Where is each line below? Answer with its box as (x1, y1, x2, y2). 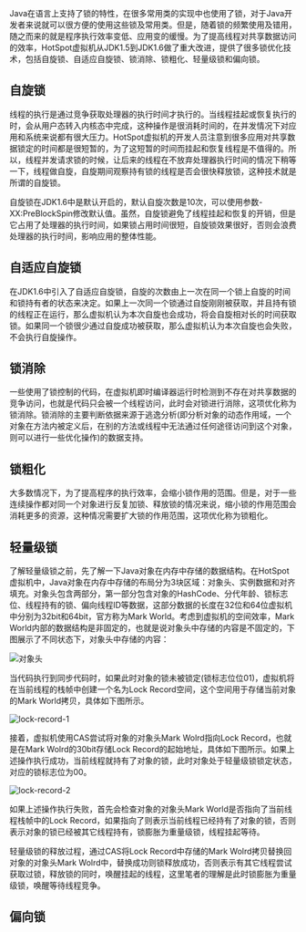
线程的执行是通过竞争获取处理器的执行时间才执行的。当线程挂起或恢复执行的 (9, 109, 297, 119)
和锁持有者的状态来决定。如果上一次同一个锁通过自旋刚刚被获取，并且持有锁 (9, 297, 297, 308)
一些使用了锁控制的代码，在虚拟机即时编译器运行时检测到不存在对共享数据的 (9, 387, 297, 398)
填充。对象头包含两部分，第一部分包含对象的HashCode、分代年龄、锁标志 (9, 588, 289, 599)
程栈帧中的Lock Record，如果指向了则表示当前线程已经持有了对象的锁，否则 (9, 815, 296, 826)
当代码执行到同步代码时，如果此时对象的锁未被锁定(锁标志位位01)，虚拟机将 (9, 673, 295, 684)
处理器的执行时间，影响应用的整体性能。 (9, 231, 161, 242)
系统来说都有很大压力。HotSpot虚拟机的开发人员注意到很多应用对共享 (25, 131, 288, 142)
